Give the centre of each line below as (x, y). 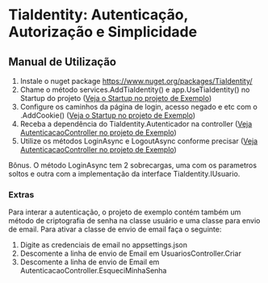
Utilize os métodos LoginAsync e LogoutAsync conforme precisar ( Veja (139, 141)
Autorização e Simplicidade (103, 32)
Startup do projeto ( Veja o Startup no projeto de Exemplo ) (116, 98)
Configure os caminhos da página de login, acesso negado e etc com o (139, 107)
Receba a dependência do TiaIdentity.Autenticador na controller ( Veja (136, 124)
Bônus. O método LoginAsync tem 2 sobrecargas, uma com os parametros (132, 165)
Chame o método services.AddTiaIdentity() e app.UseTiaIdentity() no (135, 89)
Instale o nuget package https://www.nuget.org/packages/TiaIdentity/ (136, 81)
